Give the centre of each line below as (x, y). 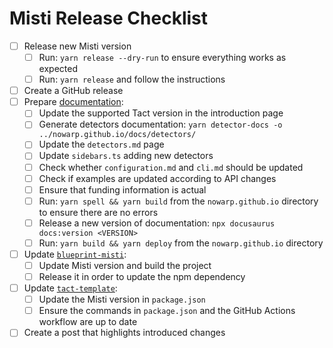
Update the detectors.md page (101, 144)
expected (58, 69)
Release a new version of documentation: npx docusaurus (157, 223)
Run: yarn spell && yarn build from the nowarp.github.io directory (178, 201)
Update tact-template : (70, 288)
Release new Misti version (77, 46)
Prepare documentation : (73, 102)
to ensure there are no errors (98, 212)
